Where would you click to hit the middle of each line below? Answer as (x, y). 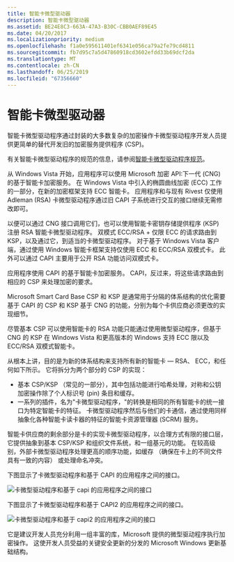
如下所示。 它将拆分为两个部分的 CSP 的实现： (80, 370)
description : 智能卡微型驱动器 (48, 20)
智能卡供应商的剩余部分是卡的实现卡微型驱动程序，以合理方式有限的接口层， (117, 434)
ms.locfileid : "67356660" (45, 78)
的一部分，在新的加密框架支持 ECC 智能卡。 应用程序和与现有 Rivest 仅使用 (115, 192)
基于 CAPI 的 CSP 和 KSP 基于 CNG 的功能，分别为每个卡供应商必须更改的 (113, 305)
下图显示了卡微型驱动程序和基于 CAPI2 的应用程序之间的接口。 (97, 505)
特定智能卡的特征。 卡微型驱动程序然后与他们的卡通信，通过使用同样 (128, 411)
